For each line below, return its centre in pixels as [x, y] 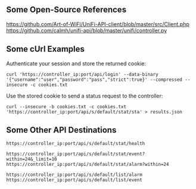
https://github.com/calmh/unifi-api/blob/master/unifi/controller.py [87, 30]
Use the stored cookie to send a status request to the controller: [85, 96]
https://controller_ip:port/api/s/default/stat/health [76, 144]
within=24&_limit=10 [32, 159]
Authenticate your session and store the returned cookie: [76, 63]
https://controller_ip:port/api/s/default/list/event [74, 180]
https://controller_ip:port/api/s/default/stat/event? [76, 154]
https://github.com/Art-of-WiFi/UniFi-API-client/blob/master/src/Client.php [98, 24]
